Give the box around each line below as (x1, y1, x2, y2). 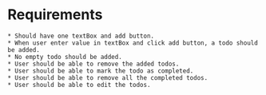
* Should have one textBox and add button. (7, 32, 155, 40)
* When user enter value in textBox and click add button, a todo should (7, 38, 259, 47)
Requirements (7, 6, 103, 24)
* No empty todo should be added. (7, 53, 123, 61)
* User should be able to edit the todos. (7, 81, 151, 89)
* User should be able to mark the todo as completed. (7, 66, 194, 75)
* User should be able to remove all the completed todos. (7, 73, 208, 81)
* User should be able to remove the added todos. (7, 60, 180, 68)
